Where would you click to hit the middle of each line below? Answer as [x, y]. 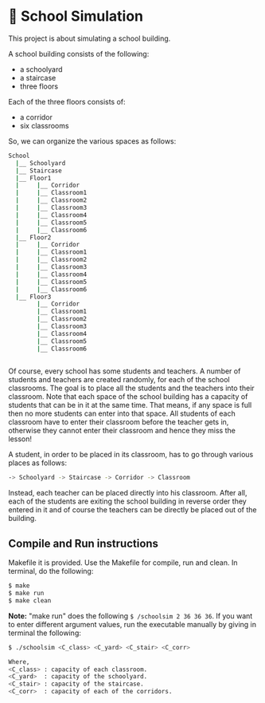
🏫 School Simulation [76, 16]
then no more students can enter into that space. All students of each [122, 413]
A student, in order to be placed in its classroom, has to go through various [131, 455]
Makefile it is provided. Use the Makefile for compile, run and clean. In [123, 563]
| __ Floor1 [33, 178]
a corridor [36, 117]
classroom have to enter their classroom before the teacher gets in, [119, 422]
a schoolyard [41, 69]
